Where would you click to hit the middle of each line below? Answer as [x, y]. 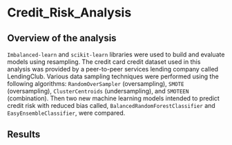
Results [24, 134]
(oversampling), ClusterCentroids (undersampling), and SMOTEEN [98, 91]
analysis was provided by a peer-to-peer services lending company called [113, 69]
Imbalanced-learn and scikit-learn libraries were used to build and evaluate [116, 54]
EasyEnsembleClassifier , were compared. [66, 113]
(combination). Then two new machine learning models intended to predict [113, 98]
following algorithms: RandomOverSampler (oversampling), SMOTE [96, 83]
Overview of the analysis [62, 38]
